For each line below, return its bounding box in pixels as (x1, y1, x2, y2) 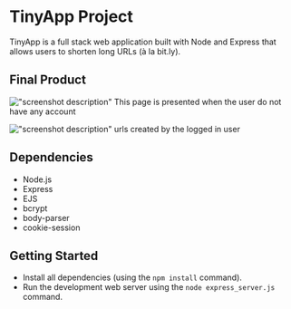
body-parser (22, 212, 70, 223)
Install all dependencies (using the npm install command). (22, 272, 243, 283)
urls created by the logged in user (113, 123, 240, 134)
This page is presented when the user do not (113, 96, 282, 107)
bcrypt (22, 202, 48, 214)
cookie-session (22, 222, 81, 233)
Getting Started (9, 247, 99, 264)
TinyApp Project (9, 6, 134, 27)
